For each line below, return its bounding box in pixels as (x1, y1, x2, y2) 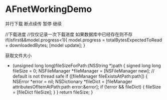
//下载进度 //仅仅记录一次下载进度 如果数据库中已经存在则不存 (5, 31, 133, 37)
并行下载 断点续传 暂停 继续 (5, 20, 62, 26)
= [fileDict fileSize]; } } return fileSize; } (12, 89, 93, 95)
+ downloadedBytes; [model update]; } (5, 42, 85, 48)
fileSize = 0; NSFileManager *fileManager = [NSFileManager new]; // (12, 67, 154, 73)
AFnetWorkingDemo (5, 3, 92, 15)
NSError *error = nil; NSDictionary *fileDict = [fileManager (12, 78, 132, 84)
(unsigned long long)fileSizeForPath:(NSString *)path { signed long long (12, 62, 161, 68)
